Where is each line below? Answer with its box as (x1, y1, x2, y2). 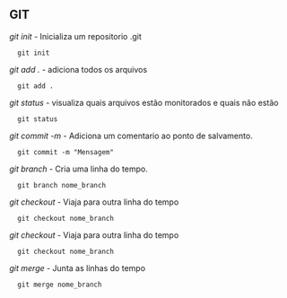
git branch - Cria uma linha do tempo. (9, 163, 148, 174)
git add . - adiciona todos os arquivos (9, 64, 148, 74)
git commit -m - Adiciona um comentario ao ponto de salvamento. (9, 130, 253, 141)
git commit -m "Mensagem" (17, 147, 115, 156)
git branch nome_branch (17, 180, 106, 189)
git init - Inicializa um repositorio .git (9, 31, 142, 41)
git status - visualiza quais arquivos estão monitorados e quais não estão (9, 97, 279, 108)
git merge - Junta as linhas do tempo (9, 262, 146, 273)
